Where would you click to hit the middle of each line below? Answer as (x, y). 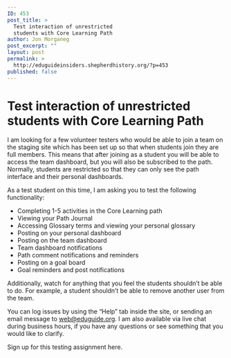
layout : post (26, 53)
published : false (32, 71)
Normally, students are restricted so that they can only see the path (103, 169)
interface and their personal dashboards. (65, 177)
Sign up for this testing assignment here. (65, 347)
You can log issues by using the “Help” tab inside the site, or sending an (110, 312)
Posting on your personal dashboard (69, 233)
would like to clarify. (36, 334)
